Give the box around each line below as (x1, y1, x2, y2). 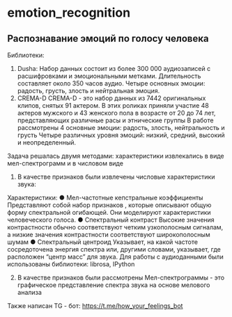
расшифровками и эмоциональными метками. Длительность (17, 72, 201, 80)
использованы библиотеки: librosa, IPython (7, 260, 135, 268)
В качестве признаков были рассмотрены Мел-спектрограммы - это (17, 273, 225, 282)
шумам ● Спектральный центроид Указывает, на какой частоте (7, 238, 199, 246)
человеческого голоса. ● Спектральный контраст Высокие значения (7, 216, 215, 224)
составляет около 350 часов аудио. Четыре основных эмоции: (17, 79, 206, 88)
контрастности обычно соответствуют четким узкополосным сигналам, (7, 223, 224, 231)
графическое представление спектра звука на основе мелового (17, 281, 210, 289)
